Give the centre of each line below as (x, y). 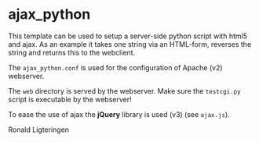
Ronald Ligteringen (38, 130)
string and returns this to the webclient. (72, 52)
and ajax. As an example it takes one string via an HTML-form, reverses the (130, 44)
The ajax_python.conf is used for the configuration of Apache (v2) (115, 67)
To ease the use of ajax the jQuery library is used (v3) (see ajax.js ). (119, 114)
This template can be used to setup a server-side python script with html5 (128, 36)
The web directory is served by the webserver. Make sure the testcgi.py (124, 91)
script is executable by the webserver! (70, 99)
